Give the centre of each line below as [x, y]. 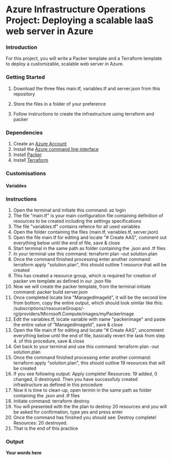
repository [24, 94]
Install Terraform [31, 160]
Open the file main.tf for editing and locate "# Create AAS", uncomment [89, 330]
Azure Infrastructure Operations [76, 9]
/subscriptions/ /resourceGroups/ [48, 308]
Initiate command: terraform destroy [51, 401]
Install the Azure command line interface [56, 149]
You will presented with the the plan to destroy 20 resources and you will [90, 406]
